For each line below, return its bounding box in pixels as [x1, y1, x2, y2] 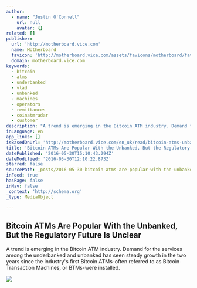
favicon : [11, 52, 33, 58]
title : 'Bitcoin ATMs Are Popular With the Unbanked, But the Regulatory [6, 145, 191, 151]
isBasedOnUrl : [6, 139, 41, 145]
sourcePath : [6, 167, 35, 173]
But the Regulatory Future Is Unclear [6, 230, 142, 240]
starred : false [6, 161, 43, 167]
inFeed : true [6, 172, 38, 178]
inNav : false [6, 183, 38, 189]
